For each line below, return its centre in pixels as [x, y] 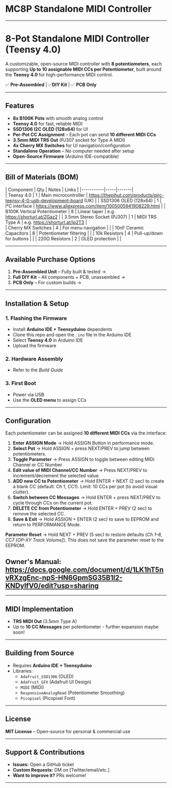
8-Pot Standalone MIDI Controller [78, 39]
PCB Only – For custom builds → [47, 283]
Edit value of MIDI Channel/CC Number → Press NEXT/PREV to [80, 470]
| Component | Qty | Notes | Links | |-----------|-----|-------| [69, 190]
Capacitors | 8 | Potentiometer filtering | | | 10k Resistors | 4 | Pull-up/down [84, 233]
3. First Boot [21, 383]
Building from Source [40, 653]
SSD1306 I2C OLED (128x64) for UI [50, 129]
